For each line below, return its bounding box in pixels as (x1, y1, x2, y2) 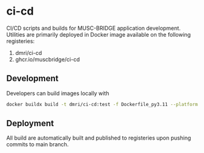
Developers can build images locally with (6, 90, 109, 97)
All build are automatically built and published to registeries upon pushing (6, 134, 191, 141)
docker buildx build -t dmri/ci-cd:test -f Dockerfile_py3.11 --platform (6, 101, 199, 107)
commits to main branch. (6, 141, 69, 148)
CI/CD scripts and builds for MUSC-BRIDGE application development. (6, 24, 181, 32)
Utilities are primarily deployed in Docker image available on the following (6, 30, 191, 38)
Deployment (6, 118, 54, 129)
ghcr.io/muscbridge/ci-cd (15, 55, 80, 63)
